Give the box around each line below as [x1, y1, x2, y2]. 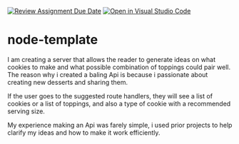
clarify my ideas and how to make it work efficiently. [7, 128, 161, 137]
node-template [7, 32, 98, 48]
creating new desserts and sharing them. [7, 78, 128, 86]
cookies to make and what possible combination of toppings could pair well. [7, 63, 230, 71]
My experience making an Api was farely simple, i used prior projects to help [7, 120, 233, 129]
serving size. [7, 107, 45, 115]
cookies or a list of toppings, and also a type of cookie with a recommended [7, 99, 231, 108]
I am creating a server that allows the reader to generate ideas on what [7, 55, 216, 63]
